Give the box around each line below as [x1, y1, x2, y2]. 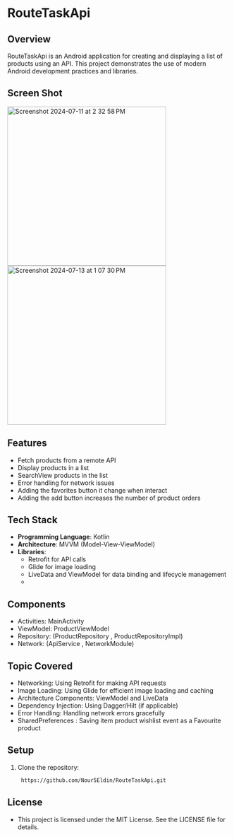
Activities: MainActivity [17, 617, 85, 626]
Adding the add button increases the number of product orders [17, 493, 201, 502]
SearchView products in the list [17, 471, 108, 479]
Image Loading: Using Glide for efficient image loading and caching [17, 686, 214, 695]
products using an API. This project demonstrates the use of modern [7, 59, 207, 68]
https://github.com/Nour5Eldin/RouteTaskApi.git [20, 776, 167, 784]
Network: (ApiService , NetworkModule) [17, 640, 135, 648]
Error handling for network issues [17, 479, 115, 487]
